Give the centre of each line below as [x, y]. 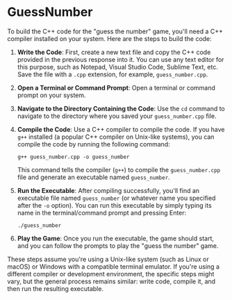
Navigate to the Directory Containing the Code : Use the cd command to [121, 108]
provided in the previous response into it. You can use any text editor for [121, 59]
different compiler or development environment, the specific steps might [111, 274]
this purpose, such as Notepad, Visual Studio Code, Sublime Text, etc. [118, 67]
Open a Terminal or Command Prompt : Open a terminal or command [116, 87]
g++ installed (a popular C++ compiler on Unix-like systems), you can [116, 137]
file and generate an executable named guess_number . [93, 177]
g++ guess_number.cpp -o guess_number [73, 157]
